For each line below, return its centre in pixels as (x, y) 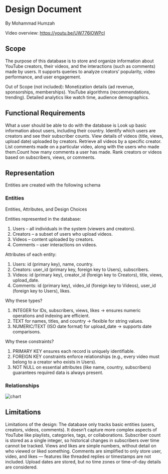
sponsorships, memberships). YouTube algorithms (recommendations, (78, 92)
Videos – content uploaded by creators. (53, 239)
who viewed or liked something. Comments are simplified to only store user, (83, 451)
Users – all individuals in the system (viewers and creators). (74, 228)
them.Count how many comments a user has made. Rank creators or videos (83, 152)
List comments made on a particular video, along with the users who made (82, 146)
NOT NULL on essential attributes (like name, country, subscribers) (82, 367)
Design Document (43, 9)
